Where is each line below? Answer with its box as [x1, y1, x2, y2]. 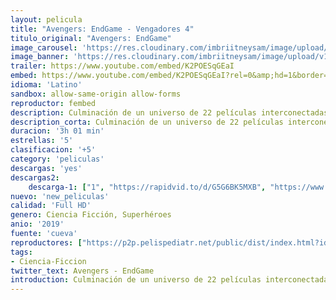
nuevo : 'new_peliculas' [10, 191, 110, 201]
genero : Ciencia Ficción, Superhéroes [10, 210, 172, 220]
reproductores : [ [10, 237, 83, 248]
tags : [10, 247, 33, 257]
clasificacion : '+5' [10, 145, 97, 155]
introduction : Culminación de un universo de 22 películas [10, 275, 262, 285]
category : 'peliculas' [10, 154, 105, 164]
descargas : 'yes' [10, 163, 83, 173]
